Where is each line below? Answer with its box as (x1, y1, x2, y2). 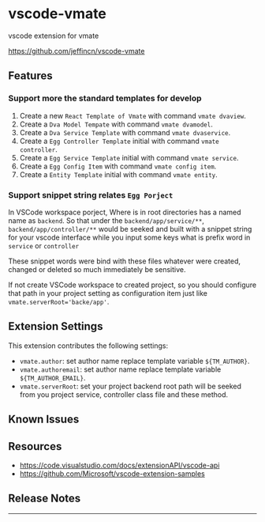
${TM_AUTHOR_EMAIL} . (19, 373, 86, 382)
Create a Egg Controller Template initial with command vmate (19, 136, 219, 146)
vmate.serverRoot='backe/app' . (8, 297, 110, 306)
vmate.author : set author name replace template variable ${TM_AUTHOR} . (19, 356, 250, 365)
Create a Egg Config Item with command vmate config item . (19, 161, 217, 171)
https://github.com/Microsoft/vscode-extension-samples (19, 468, 205, 478)
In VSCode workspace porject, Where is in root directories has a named (8, 207, 242, 217)
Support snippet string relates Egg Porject (8, 189, 174, 200)
